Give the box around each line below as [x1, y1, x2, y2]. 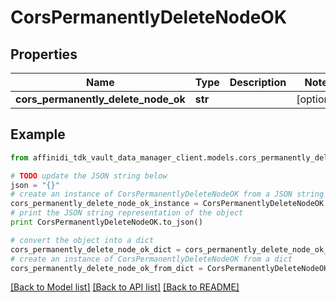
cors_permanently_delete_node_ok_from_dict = [10, 263, 203, 273]
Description [229, 76, 287, 89]
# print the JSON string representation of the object [10, 208, 244, 218]
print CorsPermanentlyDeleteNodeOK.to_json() [10, 217, 203, 228]
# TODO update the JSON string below [10, 171, 168, 181]
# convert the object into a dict [10, 235, 155, 245]
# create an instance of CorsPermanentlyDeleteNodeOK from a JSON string [10, 189, 325, 200]
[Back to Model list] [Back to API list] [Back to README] [10, 281, 240, 293]
